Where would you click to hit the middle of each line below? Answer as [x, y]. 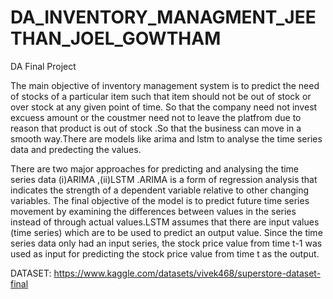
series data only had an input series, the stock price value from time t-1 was [166, 243]
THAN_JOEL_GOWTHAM [116, 38]
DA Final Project [43, 66]
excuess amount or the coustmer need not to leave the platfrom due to [156, 117]
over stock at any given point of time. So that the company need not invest [164, 107]
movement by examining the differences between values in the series [153, 211]
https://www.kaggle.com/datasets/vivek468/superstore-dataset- [187, 273]
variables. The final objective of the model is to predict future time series [160, 200]
